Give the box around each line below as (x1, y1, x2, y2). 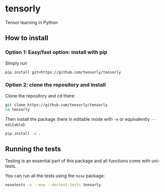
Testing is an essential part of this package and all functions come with (5, 158, 151, 164)
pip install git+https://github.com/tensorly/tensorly (5, 70, 121, 75)
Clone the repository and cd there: (5, 93, 76, 98)
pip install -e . (5, 131, 41, 136)
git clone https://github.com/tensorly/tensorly (5, 102, 108, 107)
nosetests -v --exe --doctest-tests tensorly (5, 183, 101, 188)
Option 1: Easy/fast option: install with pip (5, 49, 108, 56)
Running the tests (5, 145, 61, 153)
